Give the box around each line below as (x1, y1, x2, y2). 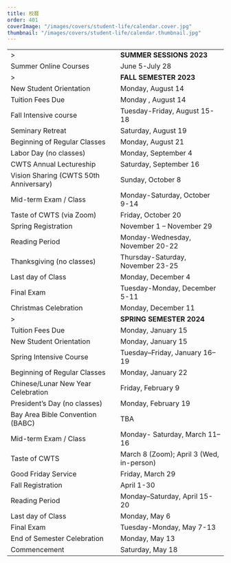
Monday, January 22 (120, 368, 188, 377)
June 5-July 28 (120, 61, 172, 71)
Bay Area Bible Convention (10, 410, 97, 420)
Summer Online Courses (10, 61, 89, 71)
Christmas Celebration (10, 304, 83, 313)
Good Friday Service (10, 469, 77, 479)
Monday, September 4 (120, 149, 192, 158)
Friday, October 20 (120, 211, 181, 220)
